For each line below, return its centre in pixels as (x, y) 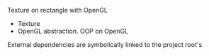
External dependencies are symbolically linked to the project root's (105, 44)
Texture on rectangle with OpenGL (58, 10)
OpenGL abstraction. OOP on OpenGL (73, 31)
